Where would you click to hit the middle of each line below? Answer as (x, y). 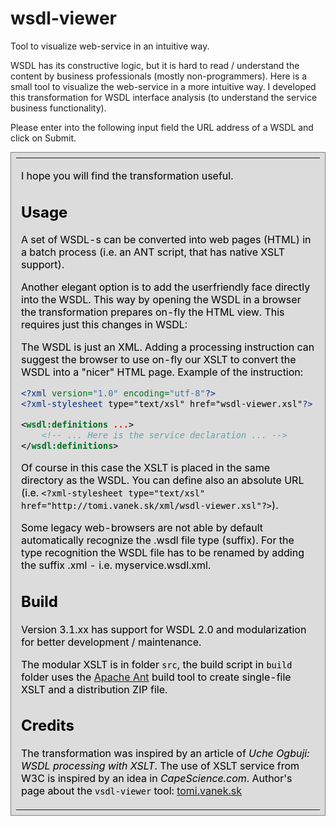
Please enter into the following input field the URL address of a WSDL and (162, 127)
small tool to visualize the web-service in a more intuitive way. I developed (163, 86)
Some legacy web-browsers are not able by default (142, 528)
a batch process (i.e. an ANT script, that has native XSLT (153, 252)
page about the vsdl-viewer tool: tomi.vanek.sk (131, 791)
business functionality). (58, 108)
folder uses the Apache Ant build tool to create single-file (156, 677)
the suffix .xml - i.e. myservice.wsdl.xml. (116, 565)
